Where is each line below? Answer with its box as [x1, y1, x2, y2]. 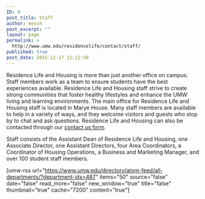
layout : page [6, 32, 40, 38]
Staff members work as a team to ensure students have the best [6, 78, 168, 85]
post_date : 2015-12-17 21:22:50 [6, 54, 89, 61]
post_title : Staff [6, 15, 53, 21]
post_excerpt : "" [6, 26, 51, 32]
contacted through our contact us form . [6, 123, 106, 130]
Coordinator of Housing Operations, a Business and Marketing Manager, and [6, 148, 199, 156]
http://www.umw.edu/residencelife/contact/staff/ [12, 43, 141, 50]
